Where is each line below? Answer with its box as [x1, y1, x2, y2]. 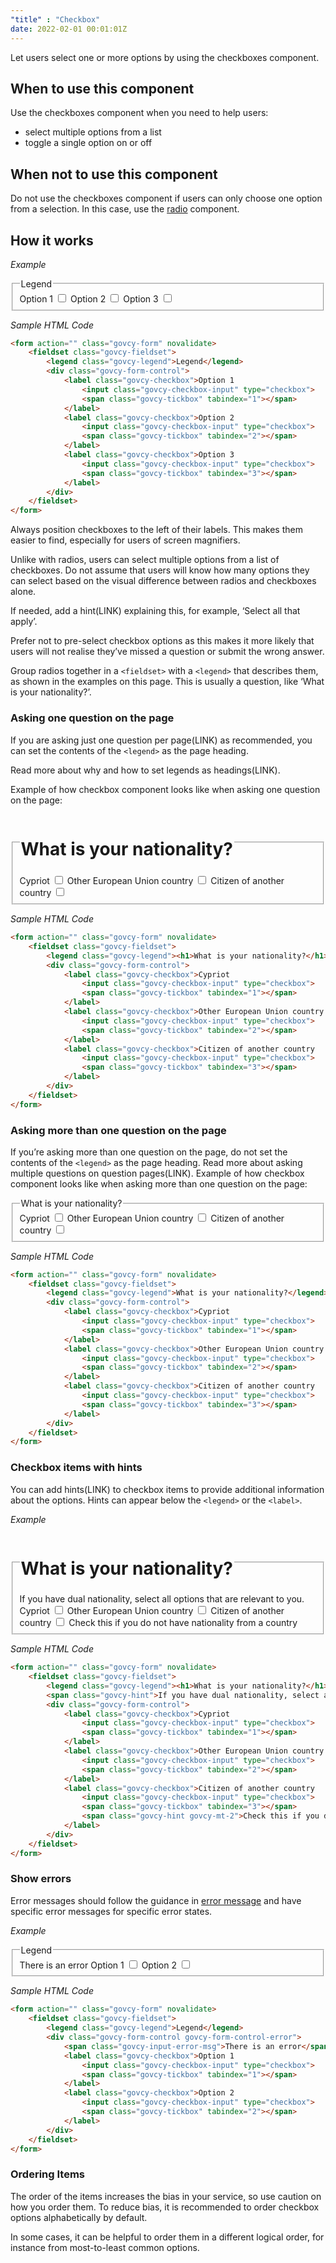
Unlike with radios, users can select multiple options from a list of [10, 554, 280, 566]
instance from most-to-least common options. [10, 2241, 200, 2253]
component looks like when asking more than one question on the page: [10, 1178, 308, 1190]
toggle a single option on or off [24, 137, 153, 149]
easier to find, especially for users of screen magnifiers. [10, 534, 241, 546]
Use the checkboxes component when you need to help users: [10, 107, 269, 119]
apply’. [10, 616, 38, 628]
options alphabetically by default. [10, 2211, 148, 2223]
